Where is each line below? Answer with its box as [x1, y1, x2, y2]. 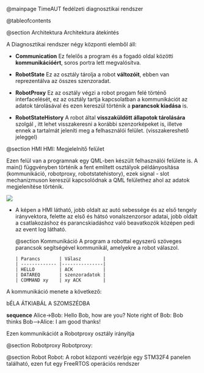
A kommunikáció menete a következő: [6, 288, 102, 295]
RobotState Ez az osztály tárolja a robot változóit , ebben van [15, 71, 170, 78]
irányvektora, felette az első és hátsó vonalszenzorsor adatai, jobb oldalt [15, 213, 198, 220]
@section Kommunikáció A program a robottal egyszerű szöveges [15, 237, 182, 245]
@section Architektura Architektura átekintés [6, 29, 119, 36]
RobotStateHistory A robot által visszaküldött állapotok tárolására [15, 114, 186, 121]
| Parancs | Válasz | [15, 256, 106, 262]
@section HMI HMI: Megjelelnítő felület [6, 145, 105, 152]
